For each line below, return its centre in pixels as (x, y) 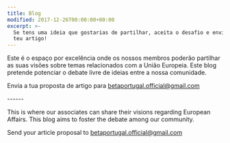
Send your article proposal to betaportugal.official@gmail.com (95, 133)
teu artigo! (30, 39)
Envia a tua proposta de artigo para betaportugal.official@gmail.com (103, 86)
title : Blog (24, 13)
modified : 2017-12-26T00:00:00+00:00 (61, 20)
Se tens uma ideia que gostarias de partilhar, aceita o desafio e (112, 32)
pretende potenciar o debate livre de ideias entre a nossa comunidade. (107, 73)
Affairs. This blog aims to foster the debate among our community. (101, 119)
